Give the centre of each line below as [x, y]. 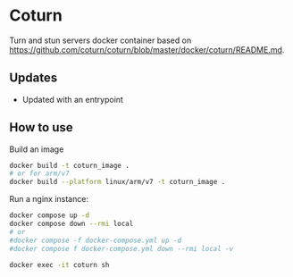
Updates [33, 78]
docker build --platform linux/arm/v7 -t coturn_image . [117, 182]
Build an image [37, 149]
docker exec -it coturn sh [59, 264]
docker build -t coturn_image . [69, 165]
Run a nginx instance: [49, 199]
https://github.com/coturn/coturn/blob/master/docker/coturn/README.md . [147, 49]
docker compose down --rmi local [71, 224]
